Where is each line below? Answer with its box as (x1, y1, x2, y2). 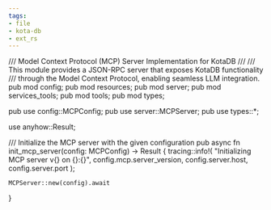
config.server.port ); (8, 163, 75, 174)
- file (8, 19, 31, 27)
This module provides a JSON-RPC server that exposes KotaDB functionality (8, 65, 264, 75)
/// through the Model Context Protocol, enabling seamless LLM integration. (8, 73, 260, 83)
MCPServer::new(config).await (8, 179, 111, 187)
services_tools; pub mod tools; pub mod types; (8, 90, 165, 101)
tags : (8, 11, 27, 20)
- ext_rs (8, 34, 38, 43)
